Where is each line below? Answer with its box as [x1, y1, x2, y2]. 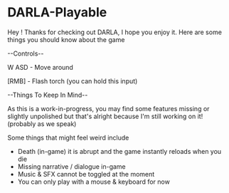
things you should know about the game [7, 35, 125, 43]
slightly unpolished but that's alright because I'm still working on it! [7, 112, 203, 120]
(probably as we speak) [7, 119, 77, 128]
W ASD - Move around [7, 63, 73, 71]
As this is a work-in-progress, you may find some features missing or [7, 104, 210, 113]
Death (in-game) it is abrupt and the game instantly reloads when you [17, 147, 222, 155]
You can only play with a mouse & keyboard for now [17, 177, 171, 186]
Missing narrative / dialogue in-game [17, 162, 126, 171]
